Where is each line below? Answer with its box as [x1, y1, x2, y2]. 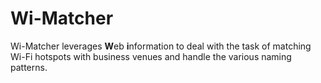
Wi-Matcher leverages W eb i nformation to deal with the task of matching [10, 40, 312, 52]
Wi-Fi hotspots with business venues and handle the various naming [10, 50, 292, 62]
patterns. [10, 61, 48, 73]
